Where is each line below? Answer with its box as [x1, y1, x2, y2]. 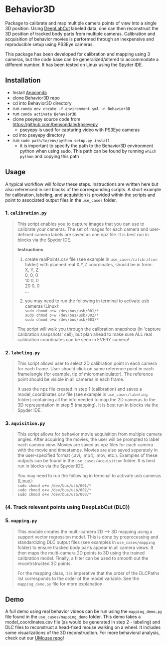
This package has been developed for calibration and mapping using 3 [5, 51, 151, 57]
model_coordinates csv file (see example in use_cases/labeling [17, 391, 148, 397]
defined [17, 231, 34, 237]
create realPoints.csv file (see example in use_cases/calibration [24, 256, 158, 262]
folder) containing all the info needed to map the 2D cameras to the [17, 397, 156, 403]
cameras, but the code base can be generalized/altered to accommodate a [5, 56, 159, 62]
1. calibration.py [5, 209, 47, 216]
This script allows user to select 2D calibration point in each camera [17, 360, 157, 366]
